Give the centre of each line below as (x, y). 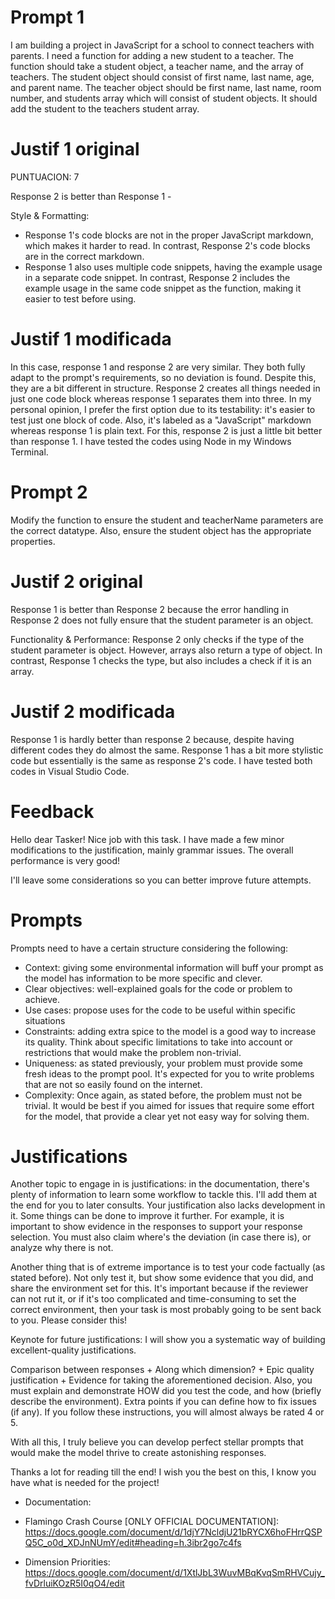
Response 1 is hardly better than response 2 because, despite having (152, 739)
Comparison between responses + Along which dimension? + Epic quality (162, 1370)
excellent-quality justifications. (73, 1350)
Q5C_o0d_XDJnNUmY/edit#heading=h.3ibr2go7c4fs (133, 1543)
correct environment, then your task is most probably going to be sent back (166, 1310)
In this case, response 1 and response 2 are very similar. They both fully (158, 367)
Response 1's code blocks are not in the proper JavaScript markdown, (169, 235)
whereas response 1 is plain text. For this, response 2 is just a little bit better (166, 430)
